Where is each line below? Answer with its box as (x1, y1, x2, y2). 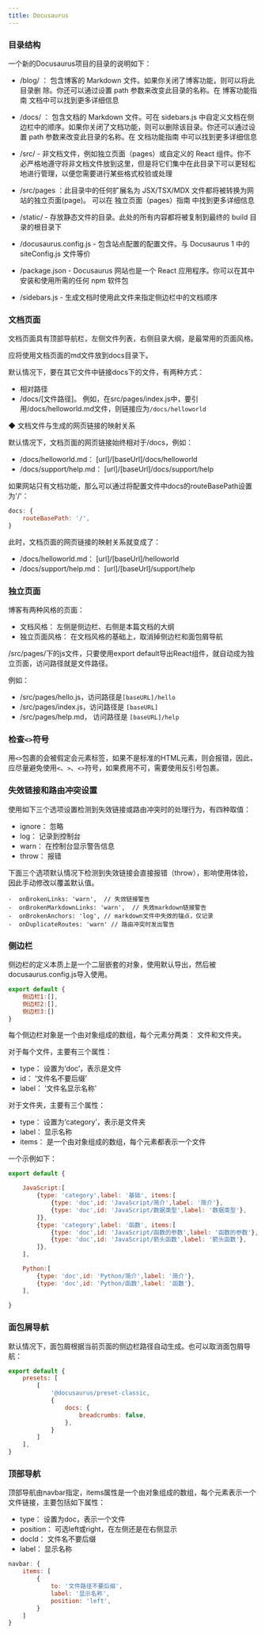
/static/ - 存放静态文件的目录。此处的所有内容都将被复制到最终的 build (19, 212, 248, 222)
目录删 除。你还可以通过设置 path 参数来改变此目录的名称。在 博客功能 (19, 85, 251, 95)
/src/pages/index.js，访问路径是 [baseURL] (19, 702, 158, 712)
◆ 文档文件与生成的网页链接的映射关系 (8, 421, 136, 430)
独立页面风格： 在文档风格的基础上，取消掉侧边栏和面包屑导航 (19, 632, 223, 642)
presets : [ (22, 1374, 59, 1383)
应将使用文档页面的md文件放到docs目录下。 (8, 350, 153, 361)
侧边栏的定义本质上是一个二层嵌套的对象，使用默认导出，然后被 (8, 960, 216, 969)
